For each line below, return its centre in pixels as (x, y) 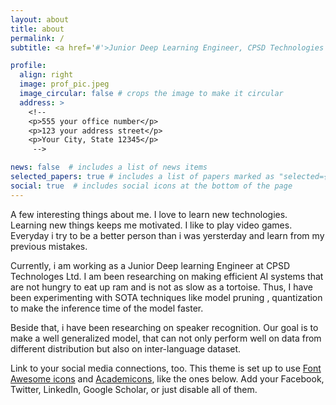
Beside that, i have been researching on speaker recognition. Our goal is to (164, 327)
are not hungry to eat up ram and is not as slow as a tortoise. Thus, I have (161, 287)
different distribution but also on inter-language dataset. (126, 348)
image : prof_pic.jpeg (64, 84)
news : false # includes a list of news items (109, 167)
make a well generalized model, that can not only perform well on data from (166, 338)
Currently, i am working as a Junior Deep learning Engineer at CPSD (150, 265)
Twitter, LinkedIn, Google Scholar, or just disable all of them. (134, 389)
